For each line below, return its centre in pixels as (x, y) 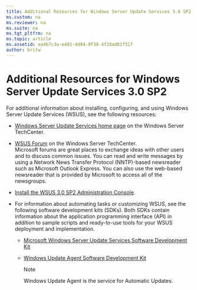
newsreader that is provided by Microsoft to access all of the (88, 174)
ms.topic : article (29, 39)
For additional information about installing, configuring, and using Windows (97, 108)
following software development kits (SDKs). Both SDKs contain (92, 210)
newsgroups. (31, 181)
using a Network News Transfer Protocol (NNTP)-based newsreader (98, 162)
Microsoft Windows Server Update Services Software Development (105, 240)
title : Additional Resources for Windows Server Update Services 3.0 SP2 (99, 11)
